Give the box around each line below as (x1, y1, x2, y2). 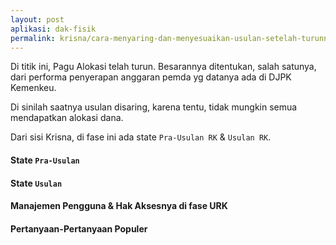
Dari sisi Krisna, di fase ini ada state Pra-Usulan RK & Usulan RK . (10, 131, 272, 143)
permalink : (10, 33, 56, 43)
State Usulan (10, 177, 63, 189)
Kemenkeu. (10, 82, 57, 94)
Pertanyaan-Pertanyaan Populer (10, 222, 148, 235)
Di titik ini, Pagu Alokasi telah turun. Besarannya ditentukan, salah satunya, (10, 61, 317, 73)
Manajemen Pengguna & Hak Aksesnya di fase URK (10, 200, 228, 212)
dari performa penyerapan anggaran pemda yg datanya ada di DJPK (10, 71, 292, 83)
